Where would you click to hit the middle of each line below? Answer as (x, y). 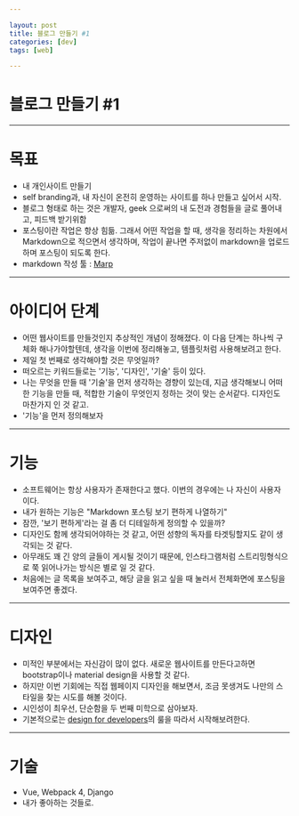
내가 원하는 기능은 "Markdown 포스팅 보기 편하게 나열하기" (125, 512)
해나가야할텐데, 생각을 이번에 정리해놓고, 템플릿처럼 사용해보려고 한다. (160, 349)
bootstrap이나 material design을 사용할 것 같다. (106, 675)
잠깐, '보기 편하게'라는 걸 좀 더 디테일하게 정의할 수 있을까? (123, 523)
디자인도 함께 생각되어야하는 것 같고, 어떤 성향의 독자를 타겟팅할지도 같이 (148, 534)
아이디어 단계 (54, 311)
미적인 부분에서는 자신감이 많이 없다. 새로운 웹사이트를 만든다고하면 (138, 663)
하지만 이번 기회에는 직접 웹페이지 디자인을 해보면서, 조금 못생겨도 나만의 (148, 685)
